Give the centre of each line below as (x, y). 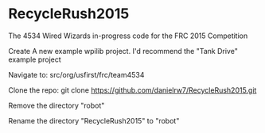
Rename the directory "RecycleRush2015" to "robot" (94, 120)
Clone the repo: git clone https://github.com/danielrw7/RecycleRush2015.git (132, 90)
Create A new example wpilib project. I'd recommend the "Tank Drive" (123, 51)
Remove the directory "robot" (57, 105)
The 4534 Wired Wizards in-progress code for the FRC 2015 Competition (128, 36)
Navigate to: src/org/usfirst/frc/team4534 (76, 74)
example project (35, 59)
